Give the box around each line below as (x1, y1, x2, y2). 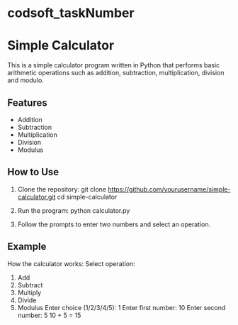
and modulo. (7, 76, 44, 84)
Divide (17, 296, 37, 304)
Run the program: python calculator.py (17, 206, 130, 214)
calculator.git (17, 192, 56, 201)
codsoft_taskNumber (7, 5, 135, 21)
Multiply (17, 288, 42, 297)
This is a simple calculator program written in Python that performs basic (7, 61, 220, 70)
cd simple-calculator (57, 192, 118, 201)
